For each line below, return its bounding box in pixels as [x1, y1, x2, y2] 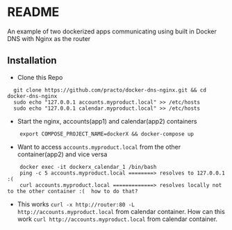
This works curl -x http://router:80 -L [17, 199, 135, 208]
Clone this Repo [17, 73, 63, 81]
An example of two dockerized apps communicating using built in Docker [7, 27, 217, 35]
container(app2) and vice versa [17, 150, 108, 158]
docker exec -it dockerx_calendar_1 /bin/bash [19, 163, 157, 170]
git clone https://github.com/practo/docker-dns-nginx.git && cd [13, 86, 207, 94]
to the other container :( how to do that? [7, 188, 138, 195]
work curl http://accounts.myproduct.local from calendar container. [17, 215, 217, 223]
